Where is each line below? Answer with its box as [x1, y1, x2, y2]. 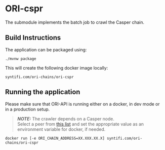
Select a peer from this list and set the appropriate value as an [17, 121, 144, 127]
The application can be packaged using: [5, 46, 87, 52]
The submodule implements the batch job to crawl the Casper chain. [5, 19, 145, 25]
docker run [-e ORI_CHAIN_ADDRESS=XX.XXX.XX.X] [5, 136, 105, 141]
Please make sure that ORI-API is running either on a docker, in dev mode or [5, 101, 160, 107]
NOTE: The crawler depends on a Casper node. [17, 115, 115, 121]
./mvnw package [5, 56, 37, 61]
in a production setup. [5, 106, 50, 112]
